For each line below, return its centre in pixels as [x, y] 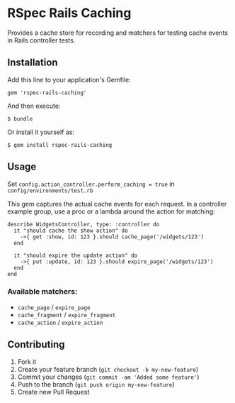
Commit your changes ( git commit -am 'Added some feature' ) [108, 377]
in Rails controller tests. [41, 40]
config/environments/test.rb [50, 191]
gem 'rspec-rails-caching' [47, 93]
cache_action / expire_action [60, 322]
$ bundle [20, 118]
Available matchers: [42, 292]
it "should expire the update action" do [76, 255]
